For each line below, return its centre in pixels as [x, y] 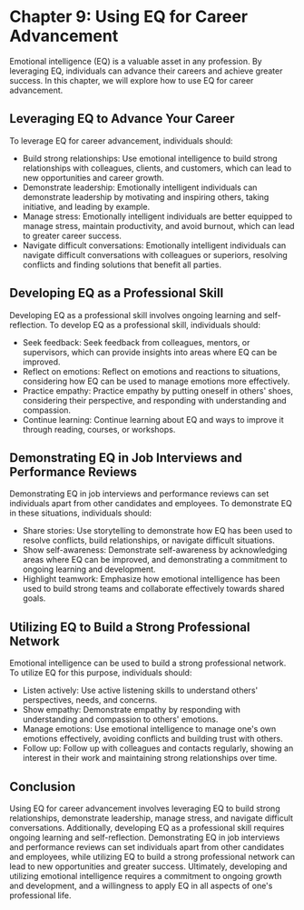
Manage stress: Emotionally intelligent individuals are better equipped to [157, 216]
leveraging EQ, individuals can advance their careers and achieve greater [146, 71]
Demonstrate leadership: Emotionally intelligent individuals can [140, 187]
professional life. [40, 895]
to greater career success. [72, 235]
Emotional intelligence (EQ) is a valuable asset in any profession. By [136, 61]
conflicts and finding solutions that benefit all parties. [122, 265]
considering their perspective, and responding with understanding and [155, 400]
